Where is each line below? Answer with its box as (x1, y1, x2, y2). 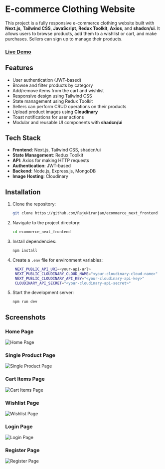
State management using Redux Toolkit (12, 98, 93, 104)
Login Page (5, 423, 33, 430)
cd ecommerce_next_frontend (12, 229, 71, 235)
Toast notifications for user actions (12, 114, 84, 120)
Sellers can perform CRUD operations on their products (12, 103, 127, 109)
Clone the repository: (12, 201, 56, 207)
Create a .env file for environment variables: (12, 257, 103, 263)
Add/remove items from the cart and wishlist (12, 87, 104, 93)
